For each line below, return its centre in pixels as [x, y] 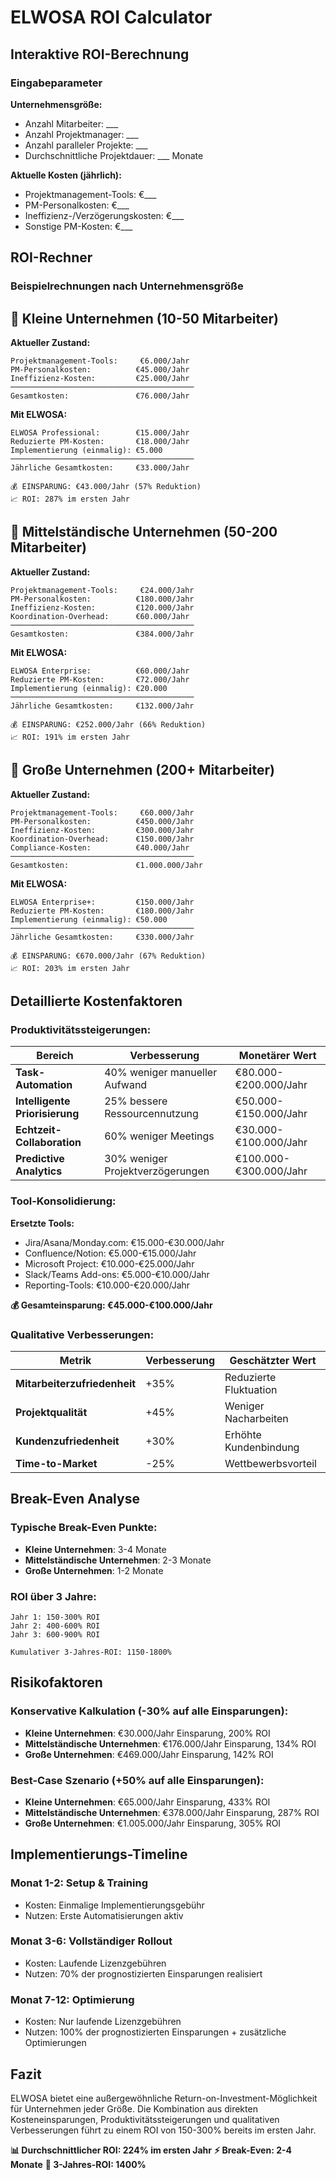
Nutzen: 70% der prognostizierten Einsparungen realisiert [143, 1973]
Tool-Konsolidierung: [63, 1201]
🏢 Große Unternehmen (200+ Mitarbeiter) [142, 770]
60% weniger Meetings [159, 1136]
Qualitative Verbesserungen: [82, 1334]
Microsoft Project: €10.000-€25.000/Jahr [109, 1263]
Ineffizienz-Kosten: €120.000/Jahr [102, 607]
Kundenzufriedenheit [67, 1441]
